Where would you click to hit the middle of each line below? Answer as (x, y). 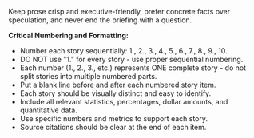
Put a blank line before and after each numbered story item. (118, 85)
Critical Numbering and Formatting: (69, 35)
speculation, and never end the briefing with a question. (100, 20)
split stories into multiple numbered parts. (88, 76)
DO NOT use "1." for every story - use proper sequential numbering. (131, 59)
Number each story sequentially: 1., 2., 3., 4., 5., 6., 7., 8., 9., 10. (123, 51)
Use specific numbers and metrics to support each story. (114, 118)
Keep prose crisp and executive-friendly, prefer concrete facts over (119, 12)
